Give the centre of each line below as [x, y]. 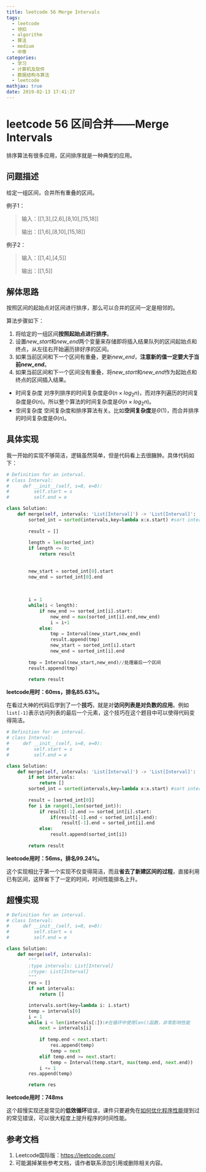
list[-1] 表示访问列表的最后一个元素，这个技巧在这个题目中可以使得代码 [98, 713]
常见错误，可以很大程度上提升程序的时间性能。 [71, 1118]
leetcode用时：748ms [35, 1097]
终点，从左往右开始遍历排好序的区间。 [63, 349]
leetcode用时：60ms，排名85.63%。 [55, 692]
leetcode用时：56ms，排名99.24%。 [55, 858]
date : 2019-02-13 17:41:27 [41, 92]
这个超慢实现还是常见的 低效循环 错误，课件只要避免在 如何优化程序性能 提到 [100, 1111]
